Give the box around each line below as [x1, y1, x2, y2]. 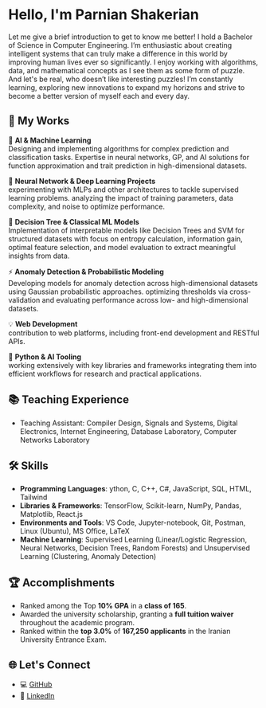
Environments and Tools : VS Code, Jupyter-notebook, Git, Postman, [19, 518, 246, 527]
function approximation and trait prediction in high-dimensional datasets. [8, 161, 247, 170]
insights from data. [8, 251, 70, 260]
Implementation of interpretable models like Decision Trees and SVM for [8, 225, 245, 235]
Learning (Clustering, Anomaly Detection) [19, 552, 157, 561]
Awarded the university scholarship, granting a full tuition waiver [19, 609, 234, 619]
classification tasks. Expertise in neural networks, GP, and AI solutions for [8, 152, 250, 162]
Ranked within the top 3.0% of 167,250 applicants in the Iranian [19, 627, 231, 636]
